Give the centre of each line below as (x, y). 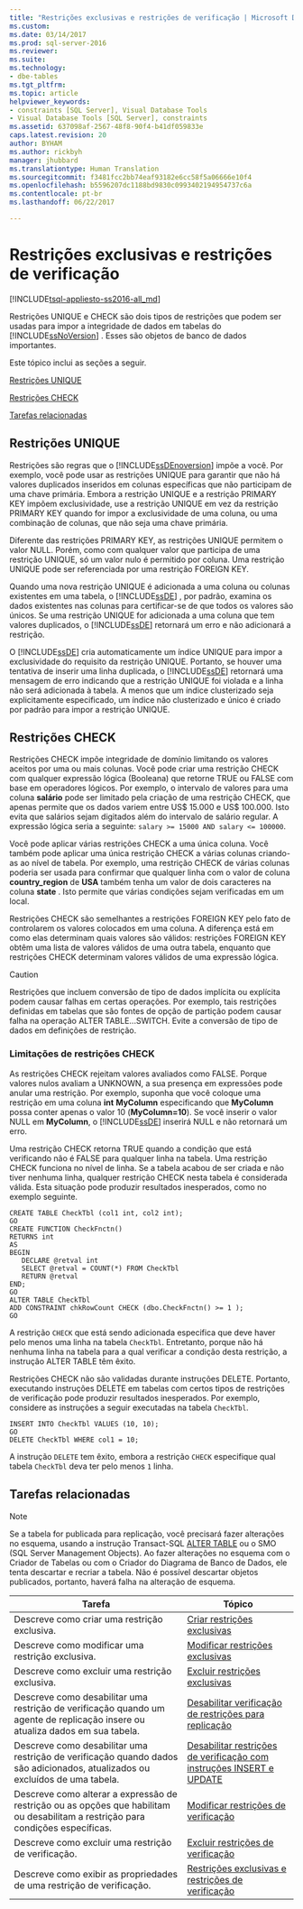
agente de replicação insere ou (80, 1720)
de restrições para (226, 1713)
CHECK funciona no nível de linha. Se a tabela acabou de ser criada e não (147, 1167)
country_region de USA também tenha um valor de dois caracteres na (141, 882)
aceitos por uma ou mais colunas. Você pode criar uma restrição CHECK (144, 769)
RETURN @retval (50, 1276)
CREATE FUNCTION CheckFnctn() (66, 1229)
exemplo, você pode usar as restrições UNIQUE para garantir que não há (145, 475)
